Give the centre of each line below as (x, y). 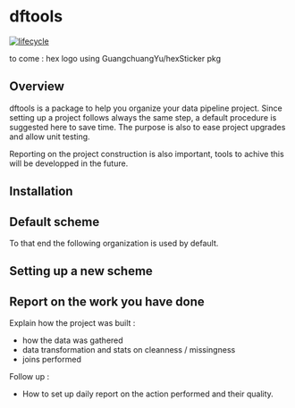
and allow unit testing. (50, 137)
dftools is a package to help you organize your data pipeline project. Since (146, 108)
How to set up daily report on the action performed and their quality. (148, 394)
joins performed (52, 360)
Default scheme (55, 222)
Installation (41, 192)
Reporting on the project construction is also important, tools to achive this (147, 154)
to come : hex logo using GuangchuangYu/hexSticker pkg (115, 58)
